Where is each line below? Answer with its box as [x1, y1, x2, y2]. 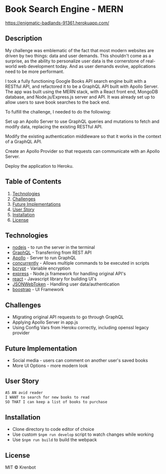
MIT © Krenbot [5, 465, 36, 471]
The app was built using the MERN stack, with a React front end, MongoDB [5, 88, 159, 95]
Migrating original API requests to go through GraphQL [12, 314, 124, 320]
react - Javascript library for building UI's [12, 276, 97, 282]
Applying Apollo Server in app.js [12, 319, 78, 325]
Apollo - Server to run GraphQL [12, 255, 77, 261]
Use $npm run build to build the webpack [12, 437, 97, 443]
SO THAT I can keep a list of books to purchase [5, 399, 108, 405]
